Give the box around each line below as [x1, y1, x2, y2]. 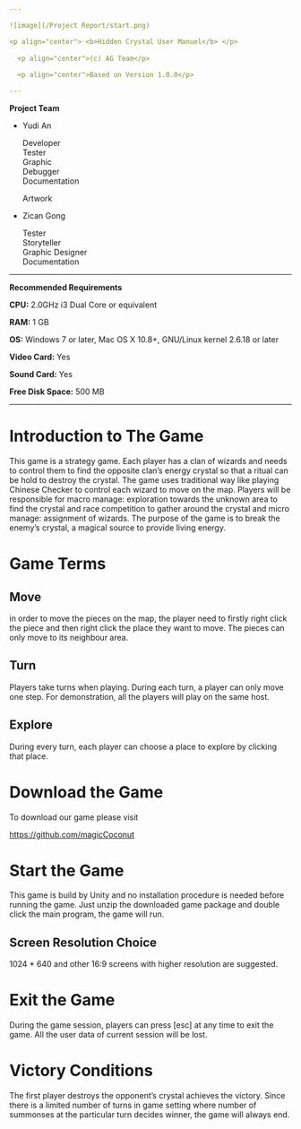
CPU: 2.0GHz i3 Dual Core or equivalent [9, 299, 158, 310]
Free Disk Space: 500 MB [9, 386, 105, 397]
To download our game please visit [9, 812, 139, 823]
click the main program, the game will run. [9, 909, 165, 919]
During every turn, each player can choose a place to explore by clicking [9, 741, 278, 752]
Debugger [21, 167, 60, 177]
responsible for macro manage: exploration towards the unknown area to [9, 494, 279, 504]
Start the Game [9, 860, 125, 881]
